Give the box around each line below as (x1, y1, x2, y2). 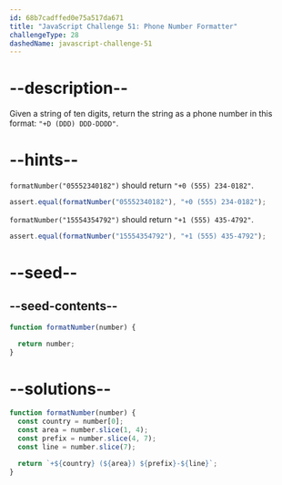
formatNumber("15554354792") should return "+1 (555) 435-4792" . (9, 214, 255, 224)
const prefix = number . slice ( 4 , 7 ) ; (17, 434, 156, 443)
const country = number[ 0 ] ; (17, 417, 125, 427)
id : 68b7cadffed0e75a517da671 (9, 13, 125, 23)
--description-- (9, 78, 129, 98)
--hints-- (9, 150, 79, 170)
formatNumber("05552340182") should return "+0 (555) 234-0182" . (9, 180, 255, 191)
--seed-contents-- (9, 298, 118, 315)
